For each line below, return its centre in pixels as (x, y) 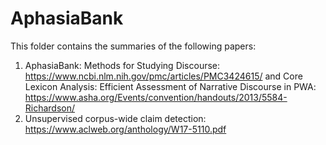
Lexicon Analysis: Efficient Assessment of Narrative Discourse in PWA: (170, 86)
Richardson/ (50, 108)
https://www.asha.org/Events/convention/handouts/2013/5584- (156, 97)
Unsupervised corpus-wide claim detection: (115, 118)
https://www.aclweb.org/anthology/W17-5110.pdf (125, 129)
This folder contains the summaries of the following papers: (133, 46)
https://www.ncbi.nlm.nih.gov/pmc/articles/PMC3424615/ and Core (163, 76)
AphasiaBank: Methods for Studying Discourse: (122, 65)
